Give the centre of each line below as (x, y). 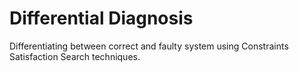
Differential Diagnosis (101, 18)
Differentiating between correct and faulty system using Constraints (149, 46)
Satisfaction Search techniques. (75, 56)
